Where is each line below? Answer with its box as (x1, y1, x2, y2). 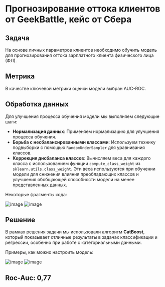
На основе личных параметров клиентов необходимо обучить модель (5, 47, 157, 53)
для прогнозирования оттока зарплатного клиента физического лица (5, 52, 154, 58)
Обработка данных (5, 100, 69, 108)
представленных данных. (12, 182, 67, 188)
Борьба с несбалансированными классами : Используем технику (12, 139, 156, 145)
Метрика (5, 72, 35, 81)
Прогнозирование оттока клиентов (5, 3, 160, 15)
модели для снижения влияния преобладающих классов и (12, 171, 139, 177)
